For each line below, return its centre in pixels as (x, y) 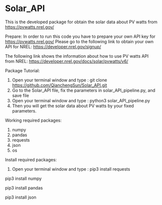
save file (20, 95)
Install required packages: (31, 159)
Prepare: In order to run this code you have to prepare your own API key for (80, 36)
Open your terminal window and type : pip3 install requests (71, 169)
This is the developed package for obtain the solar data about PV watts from (81, 22)
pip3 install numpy (24, 178)
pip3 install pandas (24, 188)
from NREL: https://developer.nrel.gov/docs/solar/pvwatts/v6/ (67, 61)
